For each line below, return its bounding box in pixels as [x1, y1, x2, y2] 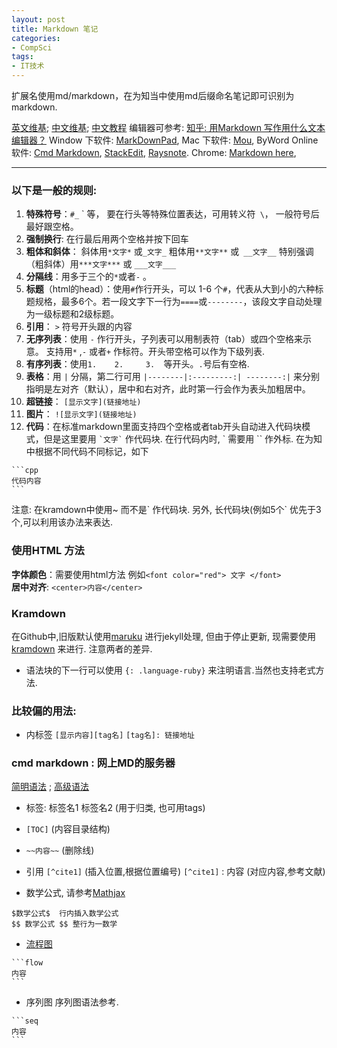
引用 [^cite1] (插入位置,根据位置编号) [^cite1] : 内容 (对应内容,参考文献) [25, 866, 326, 878]
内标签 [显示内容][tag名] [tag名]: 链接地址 [25, 729, 195, 741]
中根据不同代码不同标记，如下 [25, 446, 149, 458]
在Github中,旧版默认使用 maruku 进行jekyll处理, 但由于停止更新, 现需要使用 [11, 630, 317, 642]
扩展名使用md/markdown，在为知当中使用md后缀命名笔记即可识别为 [11, 90, 295, 101]
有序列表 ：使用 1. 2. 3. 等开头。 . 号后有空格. [25, 358, 250, 370]
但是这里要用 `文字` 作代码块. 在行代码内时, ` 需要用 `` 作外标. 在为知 [43, 433, 323, 445]
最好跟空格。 [25, 221, 79, 233]
